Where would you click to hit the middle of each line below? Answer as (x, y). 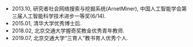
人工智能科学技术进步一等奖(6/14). (64, 16)
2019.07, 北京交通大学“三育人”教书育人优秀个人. (70, 38)
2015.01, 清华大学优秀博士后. (47, 23)
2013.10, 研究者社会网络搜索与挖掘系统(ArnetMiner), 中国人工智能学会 (97, 9)
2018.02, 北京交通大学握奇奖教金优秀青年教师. (68, 31)
